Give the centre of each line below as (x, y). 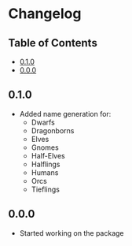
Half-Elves (48, 155)
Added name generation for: (65, 114)
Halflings (46, 164)
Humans (45, 172)
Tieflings (46, 189)
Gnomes (45, 147)
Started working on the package (71, 233)
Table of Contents (53, 43)
